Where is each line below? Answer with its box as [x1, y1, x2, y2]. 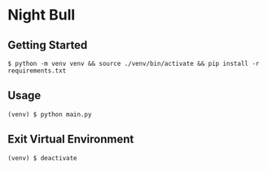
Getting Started [7, 38, 88, 52]
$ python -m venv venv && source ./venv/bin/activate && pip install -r [7, 59, 260, 68]
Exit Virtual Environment [7, 133, 134, 146]
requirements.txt [7, 67, 67, 75]
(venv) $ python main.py [7, 110, 92, 119]
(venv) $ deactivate [7, 154, 78, 162]
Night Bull [7, 6, 76, 24]
